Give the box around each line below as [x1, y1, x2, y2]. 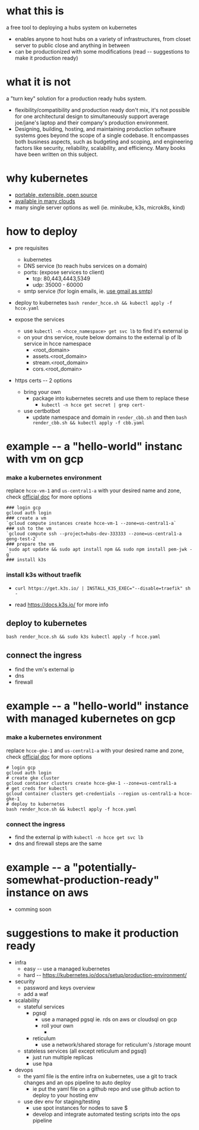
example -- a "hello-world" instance [6, 699, 189, 713]
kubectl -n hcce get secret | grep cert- [41, 402, 146, 408]
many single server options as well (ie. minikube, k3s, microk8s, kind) [14, 204, 185, 211]
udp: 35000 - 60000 [32, 281, 83, 288]
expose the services [14, 315, 65, 323]
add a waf [23, 990, 49, 997]
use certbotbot [23, 407, 61, 414]
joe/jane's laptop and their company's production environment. [14, 119, 169, 126]
